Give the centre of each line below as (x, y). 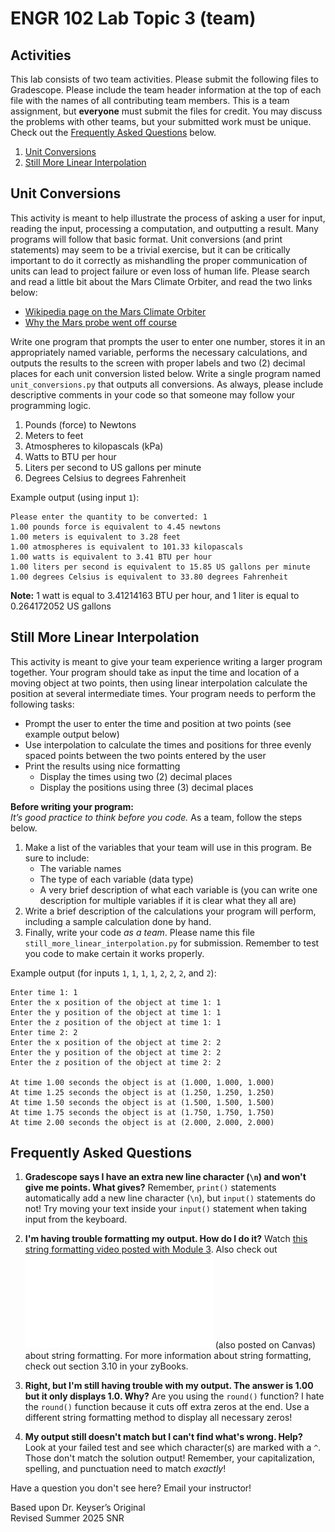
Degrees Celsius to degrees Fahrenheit (105, 478)
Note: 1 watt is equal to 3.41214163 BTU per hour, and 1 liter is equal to (155, 595)
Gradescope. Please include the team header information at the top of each (166, 90)
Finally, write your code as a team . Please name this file (139, 932)
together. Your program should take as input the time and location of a (155, 672)
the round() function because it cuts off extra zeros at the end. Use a (167, 1407)
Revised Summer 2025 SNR (67, 1518)
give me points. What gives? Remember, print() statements (150, 1188)
